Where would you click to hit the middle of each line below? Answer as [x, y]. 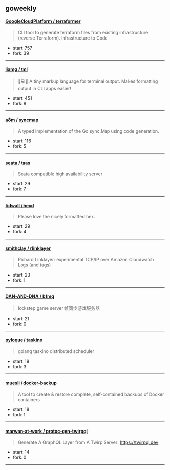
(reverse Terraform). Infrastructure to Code [62, 38]
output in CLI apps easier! [45, 88]
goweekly [21, 8]
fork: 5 [19, 146]
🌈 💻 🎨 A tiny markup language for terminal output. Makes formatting [88, 81]
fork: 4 [19, 232]
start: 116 [22, 141]
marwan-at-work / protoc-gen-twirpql [46, 431]
